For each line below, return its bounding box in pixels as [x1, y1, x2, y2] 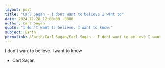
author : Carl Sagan [5, 21, 45, 26]
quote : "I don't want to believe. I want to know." [5, 25, 113, 30]
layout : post [5, 7, 32, 12]
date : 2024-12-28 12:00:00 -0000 [5, 16, 74, 21]
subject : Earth [5, 30, 36, 35]
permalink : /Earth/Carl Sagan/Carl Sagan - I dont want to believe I [5, 35, 151, 40]
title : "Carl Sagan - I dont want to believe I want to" [5, 12, 124, 17]
